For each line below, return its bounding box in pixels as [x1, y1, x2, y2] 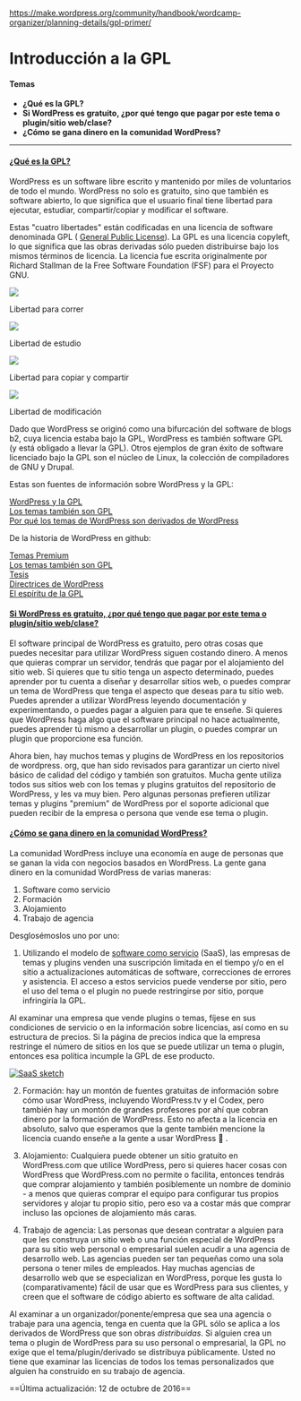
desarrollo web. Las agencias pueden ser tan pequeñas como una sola [21, 1253, 284, 1264]
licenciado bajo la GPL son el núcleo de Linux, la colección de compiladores [9, 451, 289, 462]
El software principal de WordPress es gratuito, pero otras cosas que [9, 638, 263, 649]
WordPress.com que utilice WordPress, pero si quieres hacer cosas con [21, 1160, 288, 1170]
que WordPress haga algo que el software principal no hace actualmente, [9, 714, 280, 725]
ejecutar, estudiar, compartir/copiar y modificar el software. [9, 204, 228, 215]
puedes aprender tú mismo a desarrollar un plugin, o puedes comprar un [9, 723, 278, 734]
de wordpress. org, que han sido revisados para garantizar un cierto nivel [9, 760, 280, 770]
